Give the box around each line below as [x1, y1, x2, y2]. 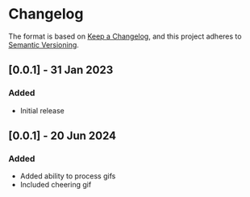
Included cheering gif [19, 180, 92, 190]
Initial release [19, 105, 65, 115]
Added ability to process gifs [19, 171, 116, 181]
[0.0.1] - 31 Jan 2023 [8, 64, 114, 77]
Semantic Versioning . [8, 39, 79, 49]
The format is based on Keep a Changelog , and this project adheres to [8, 31, 242, 41]
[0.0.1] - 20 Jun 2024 [8, 129, 117, 143]
